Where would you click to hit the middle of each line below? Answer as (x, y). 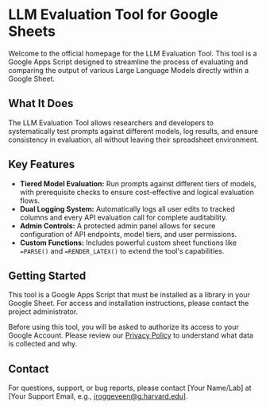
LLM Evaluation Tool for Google (113, 15)
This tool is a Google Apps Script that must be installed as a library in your (129, 295)
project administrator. (43, 312)
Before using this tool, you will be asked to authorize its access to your (124, 327)
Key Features (42, 164)
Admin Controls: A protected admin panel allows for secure (118, 226)
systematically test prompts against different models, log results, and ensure (133, 131)
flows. (30, 201)
